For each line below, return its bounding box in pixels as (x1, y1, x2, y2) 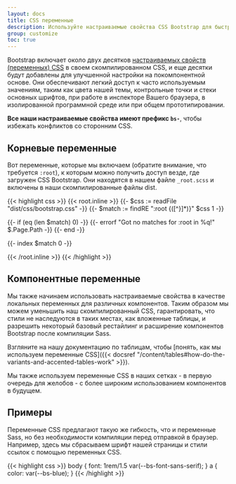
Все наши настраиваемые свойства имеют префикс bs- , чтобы (7, 114, 202, 123)
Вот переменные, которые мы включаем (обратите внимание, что (7, 160, 207, 169)
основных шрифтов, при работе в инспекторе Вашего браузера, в (7, 93, 206, 102)
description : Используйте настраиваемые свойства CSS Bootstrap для (7, 23, 212, 30)
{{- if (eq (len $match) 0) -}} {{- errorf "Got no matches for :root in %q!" (7, 217, 216, 226)
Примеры (7, 407, 53, 419)
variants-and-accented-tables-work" (7, 357, 114, 366)
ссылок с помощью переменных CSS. (7, 447, 122, 456)
